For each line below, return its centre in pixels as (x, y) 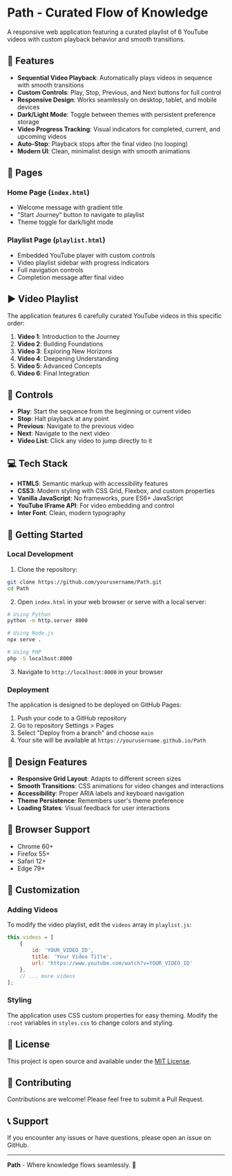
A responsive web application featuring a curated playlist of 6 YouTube (108, 32)
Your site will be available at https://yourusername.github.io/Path (112, 740)
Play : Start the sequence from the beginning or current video (104, 411)
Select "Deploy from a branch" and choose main (85, 733)
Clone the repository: (47, 569)
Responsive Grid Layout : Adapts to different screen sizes (99, 778)
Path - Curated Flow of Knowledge (108, 13)
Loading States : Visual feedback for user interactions (94, 808)
